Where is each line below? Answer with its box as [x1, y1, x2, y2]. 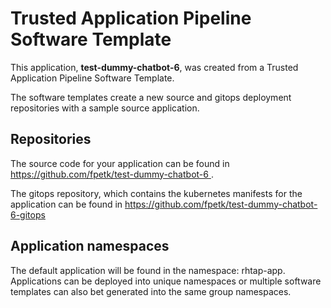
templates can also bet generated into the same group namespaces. [10, 285, 292, 297]
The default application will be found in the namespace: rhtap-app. [10, 264, 286, 276]
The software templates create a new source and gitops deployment [10, 91, 292, 103]
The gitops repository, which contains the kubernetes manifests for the [10, 187, 303, 199]
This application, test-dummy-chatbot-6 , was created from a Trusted [10, 61, 299, 73]
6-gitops [10, 208, 46, 221]
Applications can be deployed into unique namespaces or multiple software [10, 275, 322, 287]
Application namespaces [10, 238, 170, 255]
